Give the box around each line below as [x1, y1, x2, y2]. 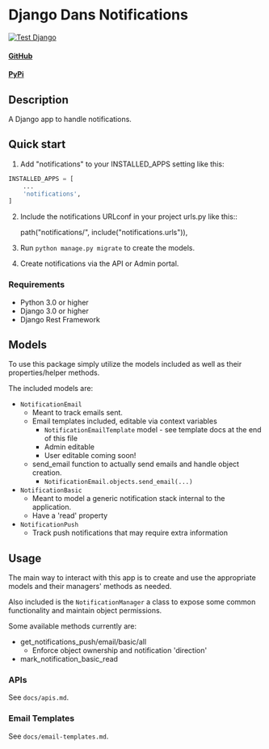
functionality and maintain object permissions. [8, 606, 162, 616]
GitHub [8, 51, 33, 61]
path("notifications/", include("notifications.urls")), [19, 228, 188, 238]
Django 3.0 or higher [19, 305, 89, 316]
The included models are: [8, 384, 94, 393]
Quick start [8, 137, 66, 151]
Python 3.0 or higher [19, 297, 89, 307]
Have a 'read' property [32, 511, 108, 520]
